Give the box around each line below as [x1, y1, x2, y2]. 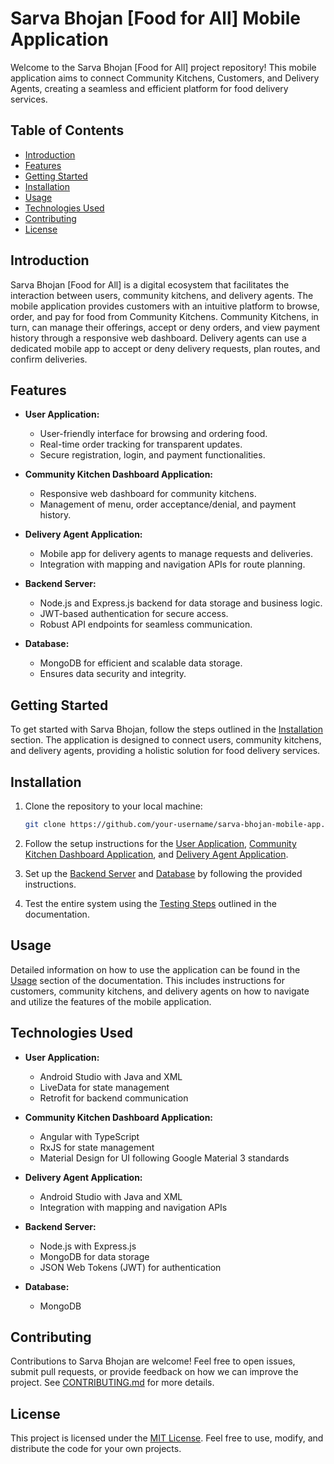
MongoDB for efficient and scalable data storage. [39, 657, 243, 669]
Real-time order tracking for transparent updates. [39, 438, 243, 451]
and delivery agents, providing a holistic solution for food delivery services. [10, 745, 321, 757]
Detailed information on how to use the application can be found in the [10, 963, 301, 976]
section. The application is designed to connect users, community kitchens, [10, 734, 322, 746]
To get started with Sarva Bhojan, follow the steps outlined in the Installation [10, 723, 324, 736]
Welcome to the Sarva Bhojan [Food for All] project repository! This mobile [10, 61, 317, 73]
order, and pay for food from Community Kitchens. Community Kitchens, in [10, 310, 319, 322]
